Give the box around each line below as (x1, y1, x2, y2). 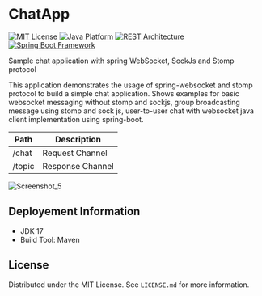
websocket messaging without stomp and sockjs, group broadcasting (8, 97, 240, 107)
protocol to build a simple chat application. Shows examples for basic (8, 88, 240, 98)
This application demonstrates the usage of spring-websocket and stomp (8, 80, 253, 90)
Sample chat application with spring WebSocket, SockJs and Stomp (8, 56, 235, 66)
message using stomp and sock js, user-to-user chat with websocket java (8, 106, 255, 116)
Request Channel (42, 147, 108, 159)
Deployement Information (8, 205, 141, 218)
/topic (12, 160, 35, 171)
